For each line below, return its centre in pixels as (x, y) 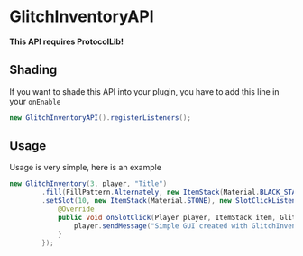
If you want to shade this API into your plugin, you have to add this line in (144, 91)
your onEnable (35, 101)
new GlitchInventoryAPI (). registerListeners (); (101, 118)
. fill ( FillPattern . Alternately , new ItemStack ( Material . (151, 192)
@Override (76, 209)
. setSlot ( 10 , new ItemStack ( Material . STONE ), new (137, 201)
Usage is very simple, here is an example (86, 168)
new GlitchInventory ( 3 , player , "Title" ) (88, 184)
